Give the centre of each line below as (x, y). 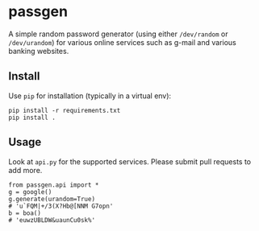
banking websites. (39, 51)
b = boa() (25, 213)
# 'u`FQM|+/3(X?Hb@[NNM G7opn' (61, 206)
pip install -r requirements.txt (65, 110)
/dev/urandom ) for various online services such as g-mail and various (122, 42)
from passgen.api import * (54, 185)
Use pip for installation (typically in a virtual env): (90, 96)
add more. (25, 170)
